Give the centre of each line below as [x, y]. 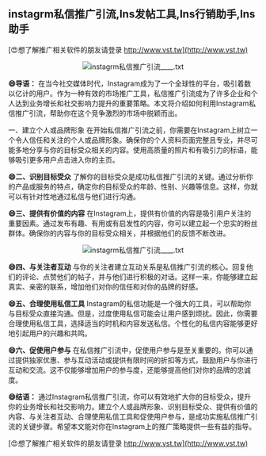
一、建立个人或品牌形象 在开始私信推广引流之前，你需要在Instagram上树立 [129, 130]
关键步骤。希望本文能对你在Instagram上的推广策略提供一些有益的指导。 [139, 426]
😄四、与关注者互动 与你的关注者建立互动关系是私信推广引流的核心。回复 [127, 266]
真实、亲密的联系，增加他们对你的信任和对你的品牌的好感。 [105, 286]
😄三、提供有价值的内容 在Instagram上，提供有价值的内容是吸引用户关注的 [130, 213]
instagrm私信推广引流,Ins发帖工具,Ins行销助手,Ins [132, 14]
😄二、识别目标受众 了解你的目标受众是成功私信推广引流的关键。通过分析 [127, 176]
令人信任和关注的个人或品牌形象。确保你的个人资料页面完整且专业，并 [129, 140]
